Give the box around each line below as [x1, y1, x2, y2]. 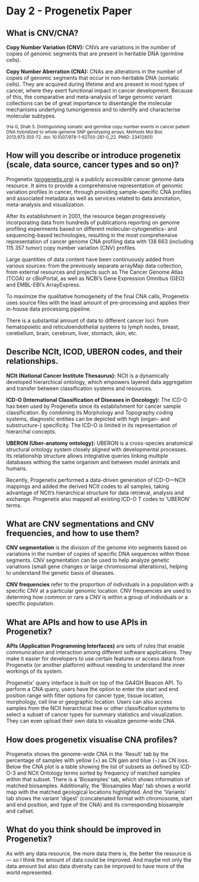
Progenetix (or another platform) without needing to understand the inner [6, 661, 185, 669]
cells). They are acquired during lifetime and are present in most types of [6, 81, 185, 88]
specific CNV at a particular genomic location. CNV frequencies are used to [6, 587, 191, 595]
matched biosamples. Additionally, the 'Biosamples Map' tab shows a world [6, 782, 191, 790]
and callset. [6, 807, 34, 815]
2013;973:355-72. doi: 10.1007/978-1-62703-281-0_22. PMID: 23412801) [6, 134, 153, 140]
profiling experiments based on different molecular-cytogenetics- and [6, 225, 177, 232]
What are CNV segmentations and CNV [6, 519, 154, 529]
